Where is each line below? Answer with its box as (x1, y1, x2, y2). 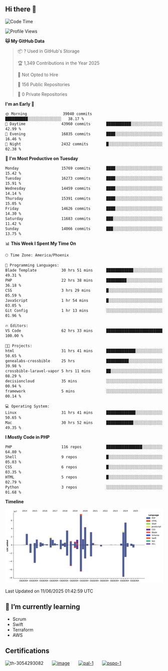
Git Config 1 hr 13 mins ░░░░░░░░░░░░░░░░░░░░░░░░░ (5, 308, 163, 313)
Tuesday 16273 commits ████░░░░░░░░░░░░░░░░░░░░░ (5, 176, 163, 181)
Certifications (5, 647, 50, 655)
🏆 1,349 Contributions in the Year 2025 (17, 60, 100, 66)
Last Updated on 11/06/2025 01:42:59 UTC (5, 588, 94, 594)
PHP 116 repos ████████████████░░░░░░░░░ (5, 444, 163, 449)
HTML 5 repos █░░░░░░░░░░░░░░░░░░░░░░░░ (5, 475, 163, 480)
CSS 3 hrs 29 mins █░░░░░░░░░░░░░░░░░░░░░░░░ (5, 288, 163, 293)
